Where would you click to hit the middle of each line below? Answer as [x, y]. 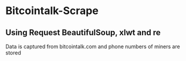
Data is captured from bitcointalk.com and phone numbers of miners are [93, 46]
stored [13, 53]
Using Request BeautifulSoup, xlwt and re [83, 33]
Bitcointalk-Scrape [52, 11]
